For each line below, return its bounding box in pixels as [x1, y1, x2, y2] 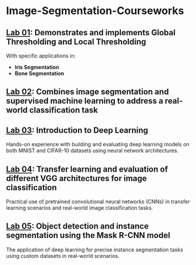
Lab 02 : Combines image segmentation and [6, 87, 169, 97]
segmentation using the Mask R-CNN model [6, 230, 171, 240]
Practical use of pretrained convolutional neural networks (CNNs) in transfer [6, 198, 190, 205]
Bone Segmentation [14, 70, 65, 77]
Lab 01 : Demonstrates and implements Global [6, 28, 176, 38]
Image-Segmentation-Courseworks [6, 4, 184, 18]
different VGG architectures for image [6, 173, 147, 183]
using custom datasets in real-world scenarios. [6, 252, 120, 259]
